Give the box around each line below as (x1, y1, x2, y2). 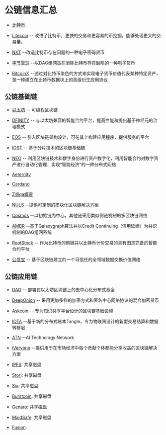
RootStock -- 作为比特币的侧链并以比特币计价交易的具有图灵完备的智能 (11, 240, 158, 246)
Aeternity (11, 171, 31, 177)
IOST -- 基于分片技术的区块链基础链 (11, 145, 85, 151)
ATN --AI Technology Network (11, 334, 75, 341)
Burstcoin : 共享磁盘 (11, 393, 52, 399)
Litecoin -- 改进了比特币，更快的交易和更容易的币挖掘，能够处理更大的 (11, 32, 157, 38)
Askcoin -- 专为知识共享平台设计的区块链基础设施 (11, 308, 114, 314)
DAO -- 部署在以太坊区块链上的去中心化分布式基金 (11, 286, 115, 292)
